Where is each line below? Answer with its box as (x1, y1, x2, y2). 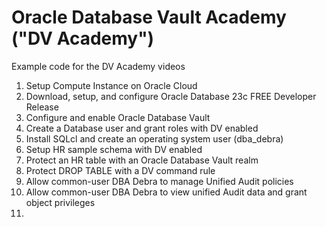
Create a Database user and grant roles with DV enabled (25, 122, 259, 134)
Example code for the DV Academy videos (11, 60, 186, 72)
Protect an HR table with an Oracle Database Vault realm (25, 154, 259, 166)
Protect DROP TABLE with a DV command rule (25, 164, 216, 176)
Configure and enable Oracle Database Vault (25, 111, 211, 123)
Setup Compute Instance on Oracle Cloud (25, 79, 198, 91)
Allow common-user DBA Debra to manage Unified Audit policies (25, 175, 294, 187)
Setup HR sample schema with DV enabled (25, 143, 203, 155)
